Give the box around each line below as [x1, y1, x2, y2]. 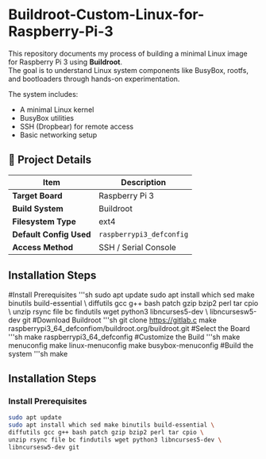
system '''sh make [8, 349, 68, 358]
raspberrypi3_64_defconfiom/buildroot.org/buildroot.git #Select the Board [8, 323, 250, 333]
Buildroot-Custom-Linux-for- [8, 6, 205, 24]
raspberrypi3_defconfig [98, 229, 189, 239]
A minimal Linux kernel [19, 105, 94, 114]
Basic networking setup [19, 129, 98, 140]
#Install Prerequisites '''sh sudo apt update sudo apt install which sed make [8, 290, 256, 299]
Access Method [12, 241, 74, 253]
